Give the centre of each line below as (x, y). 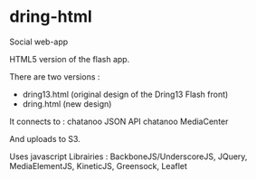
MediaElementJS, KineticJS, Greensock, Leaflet (99, 166)
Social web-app (39, 42)
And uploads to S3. (45, 138)
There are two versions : (55, 76)
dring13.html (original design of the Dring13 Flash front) (125, 94)
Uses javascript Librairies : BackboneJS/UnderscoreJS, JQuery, (128, 156)
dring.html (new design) (67, 104)
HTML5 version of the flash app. (70, 59)
